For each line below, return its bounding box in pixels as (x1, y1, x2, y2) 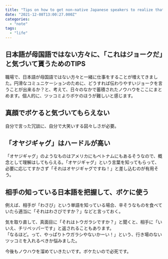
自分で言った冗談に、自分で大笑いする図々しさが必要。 (5, 123, 119, 129)
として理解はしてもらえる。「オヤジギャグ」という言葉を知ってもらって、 (9, 159, 159, 165)
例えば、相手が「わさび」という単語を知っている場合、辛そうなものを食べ (5, 202, 158, 208)
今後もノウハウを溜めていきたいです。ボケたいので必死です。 (5, 248, 131, 254)
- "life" (9, 30, 28, 35)
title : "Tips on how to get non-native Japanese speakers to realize (5, 7, 153, 12)
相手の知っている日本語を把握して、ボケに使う (5, 188, 149, 196)
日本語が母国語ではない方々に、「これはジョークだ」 (5, 50, 163, 59)
